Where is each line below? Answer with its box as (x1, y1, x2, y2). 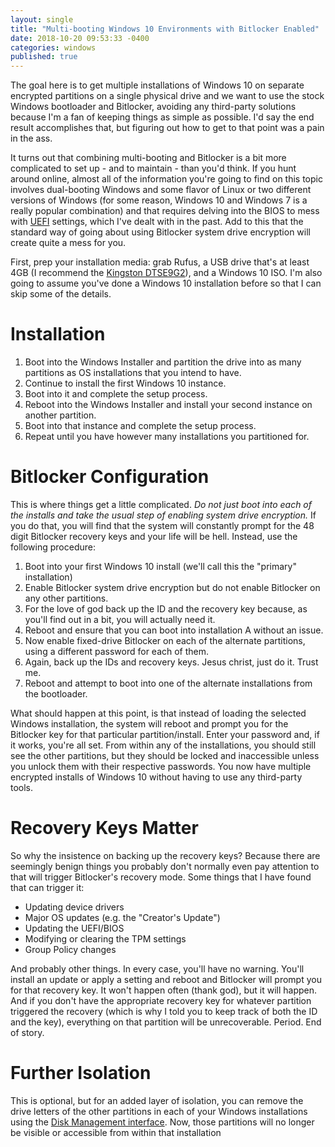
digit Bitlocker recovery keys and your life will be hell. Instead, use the (10, 531, 298, 542)
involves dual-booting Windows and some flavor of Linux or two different (10, 184, 312, 196)
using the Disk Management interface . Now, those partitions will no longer (10, 1116, 315, 1128)
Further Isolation (10, 1062, 152, 1085)
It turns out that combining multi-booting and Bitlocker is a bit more (10, 152, 287, 164)
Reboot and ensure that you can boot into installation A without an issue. (24, 624, 324, 636)
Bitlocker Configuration (10, 466, 210, 488)
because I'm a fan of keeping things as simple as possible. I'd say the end (10, 111, 315, 123)
